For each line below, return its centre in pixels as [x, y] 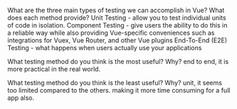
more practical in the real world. [54, 69]
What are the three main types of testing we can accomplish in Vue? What [116, 10]
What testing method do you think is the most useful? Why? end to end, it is [118, 62]
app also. [21, 98]
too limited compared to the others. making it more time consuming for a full [119, 90]
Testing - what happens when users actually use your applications [105, 48]
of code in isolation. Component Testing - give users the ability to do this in [117, 25]
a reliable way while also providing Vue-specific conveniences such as [111, 33]
